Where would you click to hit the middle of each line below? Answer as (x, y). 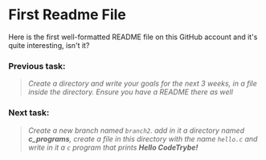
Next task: (29, 113)
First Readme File (68, 15)
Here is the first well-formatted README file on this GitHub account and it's (133, 37)
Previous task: (37, 66)
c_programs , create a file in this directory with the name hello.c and (143, 138)
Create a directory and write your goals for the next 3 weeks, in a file (142, 84)
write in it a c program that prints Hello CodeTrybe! (113, 147)
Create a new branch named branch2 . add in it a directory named (136, 130)
